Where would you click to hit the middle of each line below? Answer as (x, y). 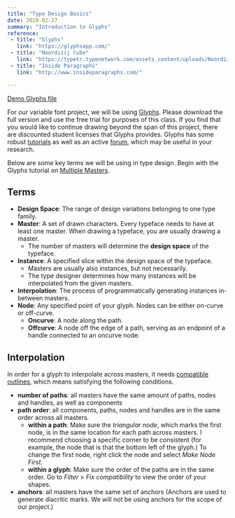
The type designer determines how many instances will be (112, 276)
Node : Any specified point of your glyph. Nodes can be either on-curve (120, 306)
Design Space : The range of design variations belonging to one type (116, 209)
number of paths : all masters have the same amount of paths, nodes (116, 395)
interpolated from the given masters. (80, 283)
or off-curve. (36, 313)
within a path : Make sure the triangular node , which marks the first (124, 425)
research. (21, 149)
